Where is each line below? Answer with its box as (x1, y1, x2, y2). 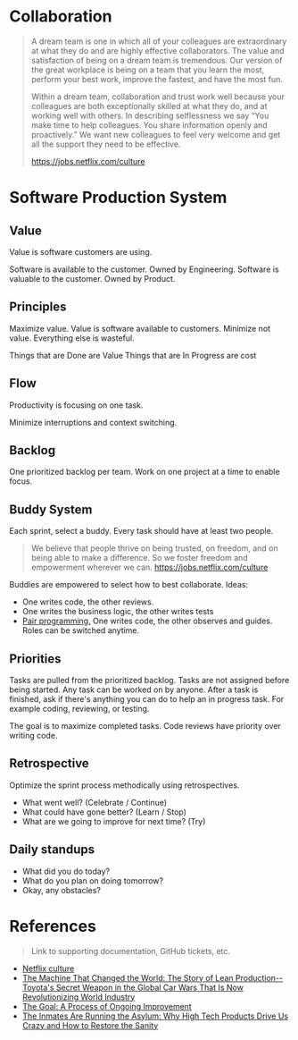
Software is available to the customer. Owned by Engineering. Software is (9, 264, 279, 275)
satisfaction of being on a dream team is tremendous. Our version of (30, 55, 283, 65)
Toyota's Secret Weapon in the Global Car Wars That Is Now (21, 982, 244, 993)
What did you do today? (21, 866, 110, 876)
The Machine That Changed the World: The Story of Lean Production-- (21, 972, 284, 983)
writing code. (9, 731, 58, 740)
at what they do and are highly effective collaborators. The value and (30, 45, 285, 55)
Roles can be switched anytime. (21, 625, 140, 636)
